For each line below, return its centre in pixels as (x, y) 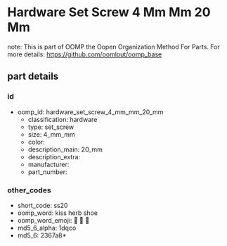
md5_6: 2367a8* (42, 235)
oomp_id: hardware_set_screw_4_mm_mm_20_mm (90, 112)
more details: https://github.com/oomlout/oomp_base (85, 54)
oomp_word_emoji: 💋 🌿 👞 (53, 220)
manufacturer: (48, 164)
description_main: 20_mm (65, 149)
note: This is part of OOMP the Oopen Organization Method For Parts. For (113, 47)
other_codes (29, 190)
